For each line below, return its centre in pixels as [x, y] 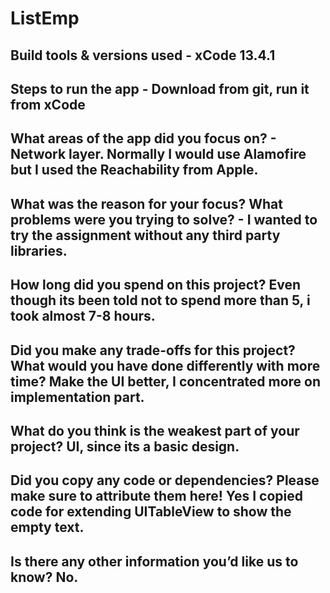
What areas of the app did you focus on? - [143, 138]
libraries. [39, 250]
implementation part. [77, 397]
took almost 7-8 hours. [83, 316]
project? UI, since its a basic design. [125, 446]
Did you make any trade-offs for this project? [153, 350]
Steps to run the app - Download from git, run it [160, 88]
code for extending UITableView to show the [151, 512]
